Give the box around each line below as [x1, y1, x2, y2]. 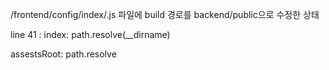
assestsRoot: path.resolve [10, 48, 117, 60]
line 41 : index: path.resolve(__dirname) [10, 29, 171, 40]
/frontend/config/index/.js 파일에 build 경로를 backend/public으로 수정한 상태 [10, 9, 320, 20]
